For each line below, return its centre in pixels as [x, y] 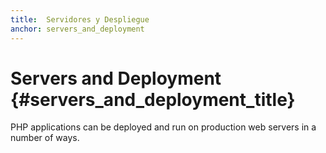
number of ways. [45, 138]
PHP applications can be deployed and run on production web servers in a [163, 127]
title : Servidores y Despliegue [80, 19]
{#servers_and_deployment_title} [153, 99]
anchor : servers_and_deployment [77, 29]
